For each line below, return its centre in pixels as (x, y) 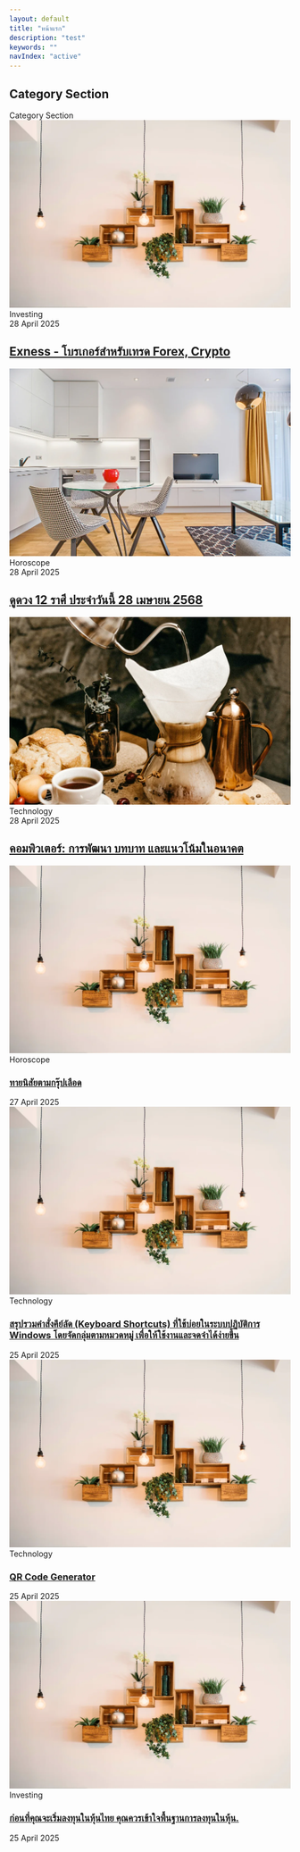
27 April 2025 (34, 1102)
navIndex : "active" (46, 57)
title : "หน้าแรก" (37, 28)
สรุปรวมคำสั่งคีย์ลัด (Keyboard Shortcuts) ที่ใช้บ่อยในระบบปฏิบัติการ (135, 1324)
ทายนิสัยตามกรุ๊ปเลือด (46, 1083)
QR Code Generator (52, 1577)
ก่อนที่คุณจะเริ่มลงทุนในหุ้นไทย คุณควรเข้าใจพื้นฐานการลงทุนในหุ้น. (124, 1818)
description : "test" (48, 38)
